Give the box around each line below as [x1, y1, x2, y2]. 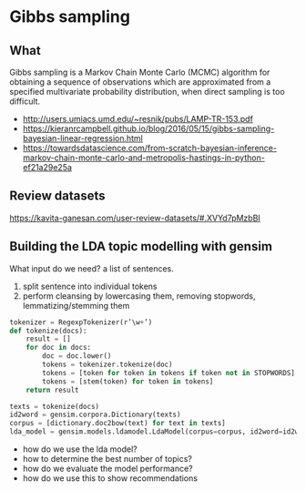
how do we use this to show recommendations [22, 473, 199, 484]
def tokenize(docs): [9, 326, 88, 335]
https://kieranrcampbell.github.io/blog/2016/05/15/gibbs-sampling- [22, 123, 275, 134]
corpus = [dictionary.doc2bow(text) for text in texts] [9, 419, 226, 428]
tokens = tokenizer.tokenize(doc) [42, 360, 173, 369]
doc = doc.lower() [42, 352, 112, 361]
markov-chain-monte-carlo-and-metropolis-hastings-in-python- [22, 152, 266, 163]
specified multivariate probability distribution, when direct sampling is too [9, 87, 285, 97]
